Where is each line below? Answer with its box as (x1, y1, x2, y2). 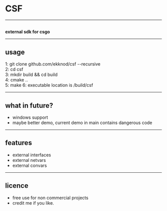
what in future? (5, 101, 54, 110)
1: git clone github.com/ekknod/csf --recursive (5, 61, 101, 67)
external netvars (12, 157, 46, 163)
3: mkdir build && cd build (5, 71, 58, 77)
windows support (12, 114, 48, 120)
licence (5, 182, 29, 190)
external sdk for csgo (5, 29, 50, 35)
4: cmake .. (5, 77, 28, 83)
